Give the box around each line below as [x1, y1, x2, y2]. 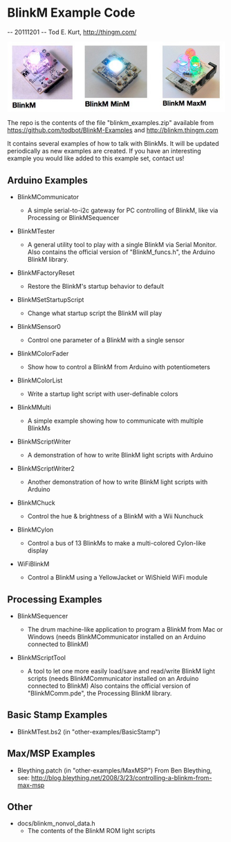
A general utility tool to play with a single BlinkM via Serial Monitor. [27, 241, 217, 249]
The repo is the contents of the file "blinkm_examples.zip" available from [7, 119, 214, 127]
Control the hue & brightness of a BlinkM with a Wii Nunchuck [27, 512, 204, 521]
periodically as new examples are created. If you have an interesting [7, 147, 202, 155]
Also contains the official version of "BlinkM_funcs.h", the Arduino [27, 248, 216, 256]
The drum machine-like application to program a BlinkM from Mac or [27, 625, 223, 633]
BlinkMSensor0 [17, 323, 61, 331]
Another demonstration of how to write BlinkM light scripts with [27, 478, 208, 487]
